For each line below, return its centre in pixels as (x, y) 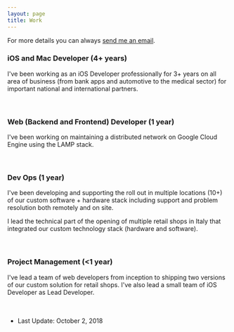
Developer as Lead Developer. (51, 292)
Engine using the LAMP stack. (51, 145)
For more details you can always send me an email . (82, 40)
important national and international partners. (73, 88)
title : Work (25, 20)
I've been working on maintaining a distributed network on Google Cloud (112, 137)
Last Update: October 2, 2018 (60, 321)
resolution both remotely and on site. (60, 208)
